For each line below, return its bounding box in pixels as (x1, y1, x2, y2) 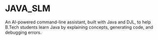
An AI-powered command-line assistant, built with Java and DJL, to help (5, 19, 151, 25)
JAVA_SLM (5, 3, 50, 14)
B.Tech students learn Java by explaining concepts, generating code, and (5, 24, 153, 30)
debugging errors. (5, 29, 42, 35)
